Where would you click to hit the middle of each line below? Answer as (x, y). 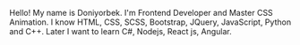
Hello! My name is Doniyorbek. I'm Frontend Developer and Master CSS (141, 13)
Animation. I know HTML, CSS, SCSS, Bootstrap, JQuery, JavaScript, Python (150, 22)
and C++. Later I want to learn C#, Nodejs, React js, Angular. (120, 31)
